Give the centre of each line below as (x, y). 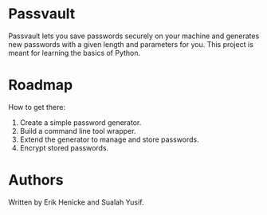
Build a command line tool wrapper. (78, 131)
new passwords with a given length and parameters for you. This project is (131, 44)
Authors (36, 180)
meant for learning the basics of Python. (75, 53)
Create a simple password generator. (80, 122)
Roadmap (41, 85)
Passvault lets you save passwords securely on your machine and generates (134, 36)
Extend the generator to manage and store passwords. (109, 139)
